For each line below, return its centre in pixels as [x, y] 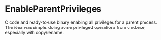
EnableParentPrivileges [53, 9]
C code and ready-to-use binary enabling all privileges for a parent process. [81, 22]
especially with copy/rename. [34, 32]
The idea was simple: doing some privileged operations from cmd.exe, [75, 27]
